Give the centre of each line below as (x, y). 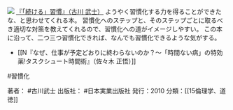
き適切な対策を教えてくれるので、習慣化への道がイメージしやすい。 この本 (115, 29)
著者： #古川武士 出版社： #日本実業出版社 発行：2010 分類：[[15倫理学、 (114, 91)
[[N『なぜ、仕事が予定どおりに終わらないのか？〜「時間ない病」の (114, 53)
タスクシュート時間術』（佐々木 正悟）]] (81, 61)
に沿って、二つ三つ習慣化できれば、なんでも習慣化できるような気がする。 (114, 38)
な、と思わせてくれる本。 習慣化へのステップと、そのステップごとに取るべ (115, 20)
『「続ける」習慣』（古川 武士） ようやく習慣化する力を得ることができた (119, 11)
